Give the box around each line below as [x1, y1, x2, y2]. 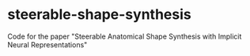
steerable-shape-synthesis [7, 6, 191, 24]
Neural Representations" [7, 39, 88, 49]
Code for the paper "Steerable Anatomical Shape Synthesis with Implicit [7, 32, 242, 41]
